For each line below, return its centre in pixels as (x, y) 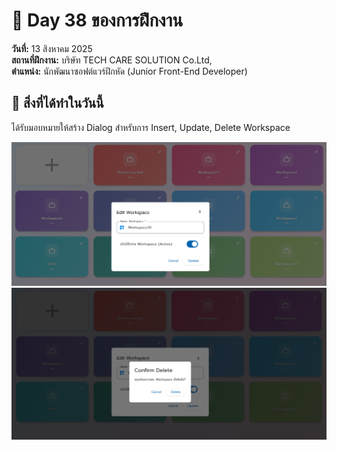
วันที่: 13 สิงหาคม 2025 (52, 48)
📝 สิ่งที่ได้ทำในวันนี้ (57, 103)
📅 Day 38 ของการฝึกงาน (97, 20)
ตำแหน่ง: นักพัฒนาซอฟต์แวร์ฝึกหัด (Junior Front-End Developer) (129, 71)
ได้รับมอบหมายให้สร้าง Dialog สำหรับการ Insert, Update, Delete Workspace (151, 127)
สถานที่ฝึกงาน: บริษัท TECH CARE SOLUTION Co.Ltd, (112, 60)
